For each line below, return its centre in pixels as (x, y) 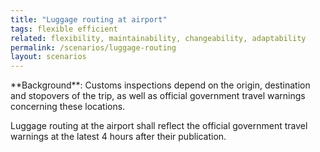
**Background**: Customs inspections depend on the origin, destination (160, 85)
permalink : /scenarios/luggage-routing (93, 47)
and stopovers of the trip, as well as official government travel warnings (158, 96)
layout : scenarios (48, 57)
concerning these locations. (68, 107)
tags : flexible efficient (64, 29)
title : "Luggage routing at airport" (89, 19)
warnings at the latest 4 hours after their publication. (118, 137)
